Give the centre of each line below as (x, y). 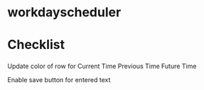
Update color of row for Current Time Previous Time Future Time (102, 66)
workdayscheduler (64, 12)
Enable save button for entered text (59, 80)
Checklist (36, 45)
